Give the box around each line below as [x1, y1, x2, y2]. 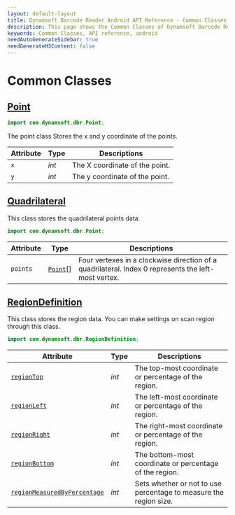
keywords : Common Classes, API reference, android [7, 29, 158, 37]
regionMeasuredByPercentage [10, 488, 104, 497]
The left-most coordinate [134, 393, 218, 402]
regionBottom [10, 460, 55, 467]
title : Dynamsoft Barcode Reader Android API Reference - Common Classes [7, 17, 227, 24]
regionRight [10, 431, 51, 439]
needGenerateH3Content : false [7, 43, 96, 50]
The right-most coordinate [134, 421, 223, 431]
